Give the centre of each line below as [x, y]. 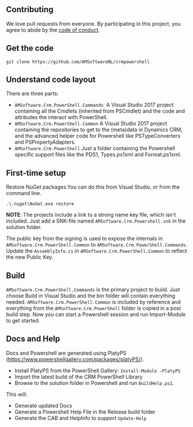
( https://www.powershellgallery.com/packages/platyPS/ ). [75, 359]
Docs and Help [33, 339]
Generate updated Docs [43, 405]
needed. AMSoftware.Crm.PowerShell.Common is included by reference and [93, 302]
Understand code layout [51, 80]
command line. [24, 193]
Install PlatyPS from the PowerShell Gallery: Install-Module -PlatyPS [97, 370]
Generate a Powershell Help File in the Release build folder [85, 412]
